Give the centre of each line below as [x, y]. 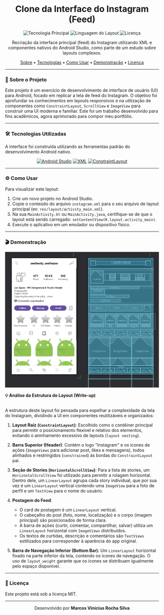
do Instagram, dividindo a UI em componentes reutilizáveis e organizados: [80, 415]
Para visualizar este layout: [32, 189]
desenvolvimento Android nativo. [38, 152]
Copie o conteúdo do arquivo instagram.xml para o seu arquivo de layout [85, 204]
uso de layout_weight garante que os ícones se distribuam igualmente [83, 561]
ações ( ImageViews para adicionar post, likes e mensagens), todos [78, 450]
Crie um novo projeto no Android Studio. [53, 198]
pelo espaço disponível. [36, 566]
